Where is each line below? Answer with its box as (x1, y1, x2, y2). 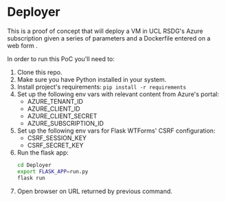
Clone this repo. (16, 68, 63, 76)
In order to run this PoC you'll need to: (7, 54, 115, 63)
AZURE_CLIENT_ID (27, 104, 80, 113)
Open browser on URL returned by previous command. (16, 187, 173, 195)
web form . (7, 41, 38, 49)
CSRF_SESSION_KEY (27, 133, 87, 142)
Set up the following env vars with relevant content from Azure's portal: (16, 90, 220, 98)
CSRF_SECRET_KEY (27, 141, 84, 149)
